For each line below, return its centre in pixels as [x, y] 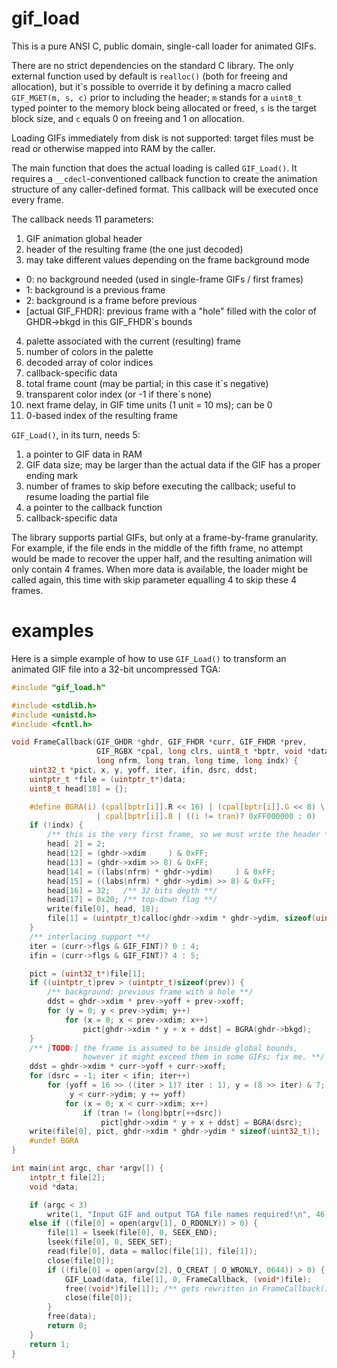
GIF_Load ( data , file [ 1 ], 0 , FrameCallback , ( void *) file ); [188, 1279]
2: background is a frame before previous [111, 300]
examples [52, 631]
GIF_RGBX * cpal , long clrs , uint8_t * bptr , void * [204, 752]
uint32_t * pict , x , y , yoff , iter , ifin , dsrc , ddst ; [143, 770]
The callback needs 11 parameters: [82, 219]
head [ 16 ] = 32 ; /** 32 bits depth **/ [132, 890]
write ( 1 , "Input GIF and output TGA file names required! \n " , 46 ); [190, 1214]
